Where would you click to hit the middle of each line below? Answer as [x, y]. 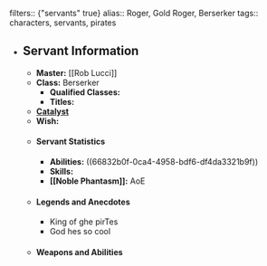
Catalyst [52, 111]
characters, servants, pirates [63, 23]
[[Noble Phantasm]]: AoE [97, 181]
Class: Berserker [67, 82]
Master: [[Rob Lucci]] [76, 72]
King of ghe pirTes [84, 222]
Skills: [62, 172]
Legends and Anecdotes [83, 202]
